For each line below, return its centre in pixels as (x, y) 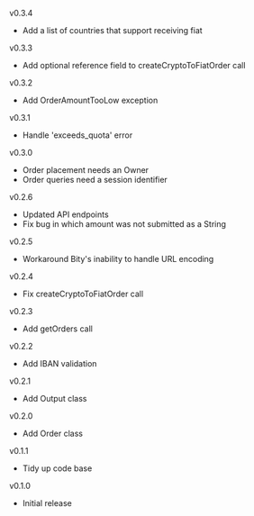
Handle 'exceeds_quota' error (77, 135)
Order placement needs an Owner (86, 170)
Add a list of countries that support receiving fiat (112, 30)
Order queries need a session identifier (95, 180)
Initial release (47, 503)
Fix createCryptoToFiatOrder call (83, 294)
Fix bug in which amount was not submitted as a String (124, 224)
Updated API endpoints (66, 214)
